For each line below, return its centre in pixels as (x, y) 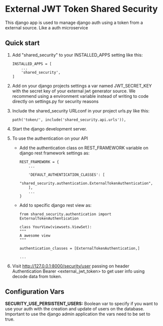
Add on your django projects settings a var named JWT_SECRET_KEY (82, 86)
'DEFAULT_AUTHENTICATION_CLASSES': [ (67, 174)
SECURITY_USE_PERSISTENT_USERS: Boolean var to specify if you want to (81, 304)
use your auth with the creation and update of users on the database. (75, 308)
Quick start (22, 43)
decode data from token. (37, 276)
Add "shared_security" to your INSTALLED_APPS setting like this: (77, 55)
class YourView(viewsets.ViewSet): (55, 227)
